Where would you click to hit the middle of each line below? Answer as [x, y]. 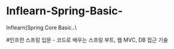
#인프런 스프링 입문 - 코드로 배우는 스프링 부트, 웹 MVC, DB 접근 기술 [87, 39]
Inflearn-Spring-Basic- [64, 11]
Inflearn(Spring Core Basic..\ [41, 27]
